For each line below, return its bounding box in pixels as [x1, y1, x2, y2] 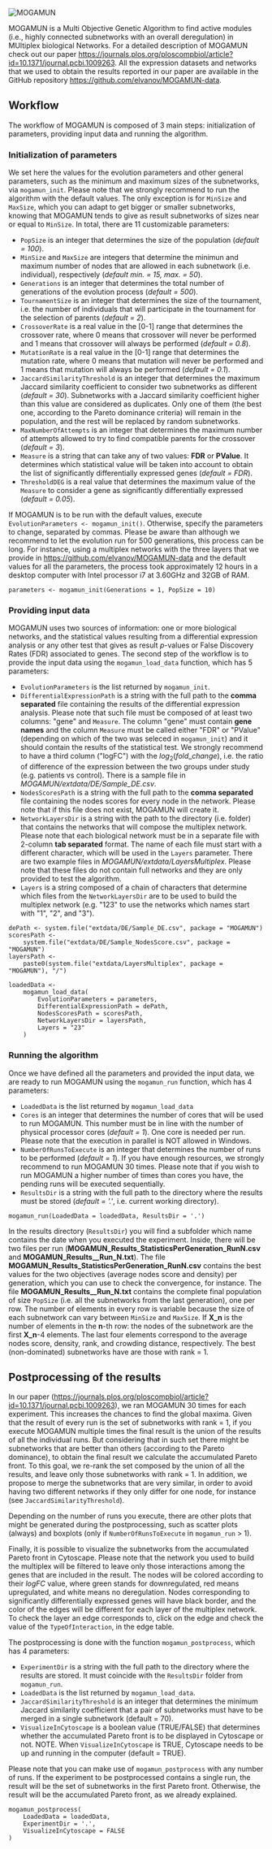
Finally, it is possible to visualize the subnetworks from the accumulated [8, 1544, 249, 1554]
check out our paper [8, 50, 77, 58]
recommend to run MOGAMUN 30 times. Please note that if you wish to [19, 1162, 260, 1171]
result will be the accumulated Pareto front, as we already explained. [8, 1790, 238, 1799]
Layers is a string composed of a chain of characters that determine [19, 882, 248, 893]
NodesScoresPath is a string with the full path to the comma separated [19, 788, 253, 798]
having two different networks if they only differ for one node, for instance [8, 1487, 257, 1496]
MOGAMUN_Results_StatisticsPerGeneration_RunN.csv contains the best [8, 1260, 261, 1271]
